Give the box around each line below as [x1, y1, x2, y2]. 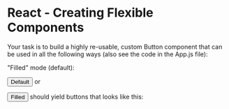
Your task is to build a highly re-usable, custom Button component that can [7, 42, 223, 51]
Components [7, 19, 84, 35]
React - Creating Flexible [7, 5, 154, 21]
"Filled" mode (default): [7, 63, 75, 72]
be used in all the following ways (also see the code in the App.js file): [7, 50, 208, 58]
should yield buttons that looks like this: [29, 92, 144, 101]
